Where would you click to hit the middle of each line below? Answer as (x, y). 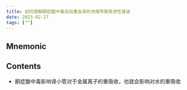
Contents (24, 66)
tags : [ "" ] (20, 22)
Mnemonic (26, 46)
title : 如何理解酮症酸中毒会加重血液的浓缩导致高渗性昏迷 (68, 11)
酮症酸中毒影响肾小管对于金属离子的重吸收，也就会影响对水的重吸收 (98, 81)
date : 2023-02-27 (28, 17)
